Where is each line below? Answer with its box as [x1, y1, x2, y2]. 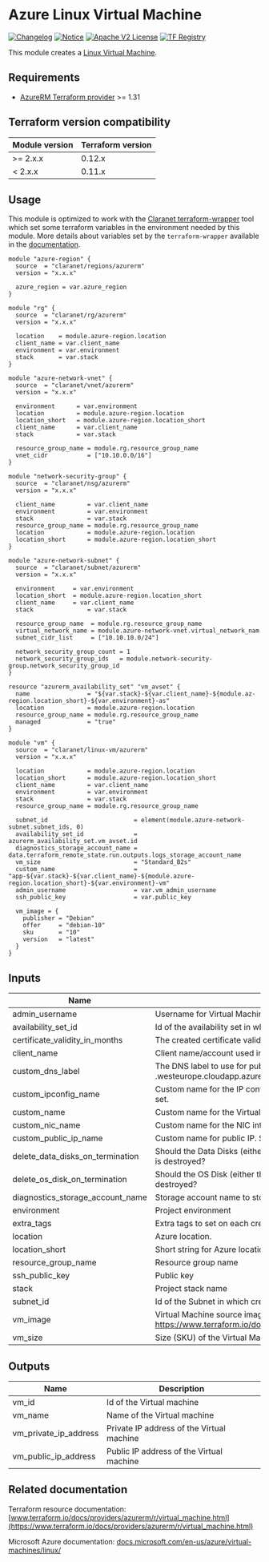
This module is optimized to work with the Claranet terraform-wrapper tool [8, 214, 255, 224]
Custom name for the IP [155, 1084, 244, 1095]
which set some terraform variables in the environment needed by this [8, 223, 240, 232]
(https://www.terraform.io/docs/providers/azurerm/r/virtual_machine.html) [8, 1521, 254, 1531]
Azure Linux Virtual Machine [8, 6, 203, 24]
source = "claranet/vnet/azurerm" [15, 381, 134, 389]
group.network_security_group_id [8, 662, 120, 670]
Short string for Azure [155, 1244, 237, 1255]
